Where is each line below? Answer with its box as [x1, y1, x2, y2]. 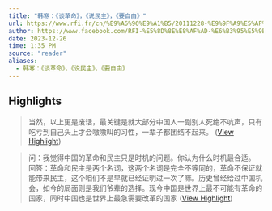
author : [8, 27, 35, 35]
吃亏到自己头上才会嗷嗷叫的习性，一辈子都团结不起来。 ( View [28, 127, 235, 137]
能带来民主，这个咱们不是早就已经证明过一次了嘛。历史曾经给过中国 [28, 173, 256, 183]
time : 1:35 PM [8, 42, 57, 50]
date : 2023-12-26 [8, 34, 67, 43]
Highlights [8, 95, 62, 108]
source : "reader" [8, 49, 67, 57]
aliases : [8, 57, 38, 65]
